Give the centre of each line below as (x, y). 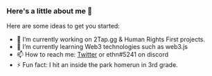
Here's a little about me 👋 (50, 11)
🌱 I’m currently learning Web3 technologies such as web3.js (102, 47)
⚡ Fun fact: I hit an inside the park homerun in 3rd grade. (97, 65)
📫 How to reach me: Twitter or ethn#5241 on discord (92, 55)
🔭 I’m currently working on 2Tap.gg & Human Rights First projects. (111, 39)
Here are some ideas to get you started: (63, 26)
